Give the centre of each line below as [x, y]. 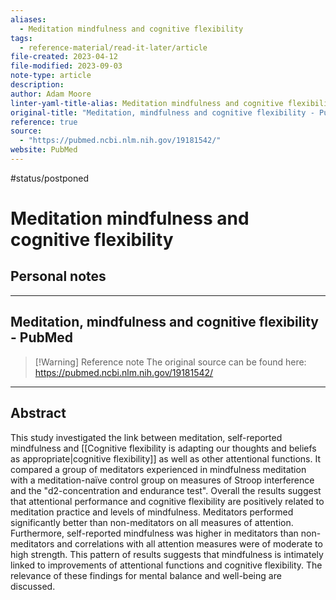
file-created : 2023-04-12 [64, 57]
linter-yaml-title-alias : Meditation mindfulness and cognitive [147, 103]
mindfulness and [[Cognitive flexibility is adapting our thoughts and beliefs [163, 448]
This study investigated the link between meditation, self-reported [146, 437]
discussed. [33, 586]
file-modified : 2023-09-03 [66, 66]
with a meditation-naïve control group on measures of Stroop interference [162, 480]
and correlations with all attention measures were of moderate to [189, 543]
